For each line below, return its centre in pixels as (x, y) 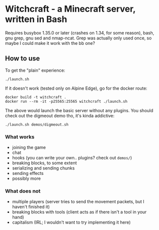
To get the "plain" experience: (35, 70)
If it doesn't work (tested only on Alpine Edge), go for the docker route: (76, 88)
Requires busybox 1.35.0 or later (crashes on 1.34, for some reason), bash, (80, 33)
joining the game (29, 148)
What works (20, 136)
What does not (23, 191)
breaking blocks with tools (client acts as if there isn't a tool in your (79, 212)
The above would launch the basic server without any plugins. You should (79, 110)
